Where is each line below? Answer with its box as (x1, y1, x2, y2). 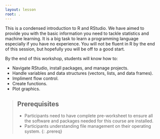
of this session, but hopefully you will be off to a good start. (5, 46, 125, 52)
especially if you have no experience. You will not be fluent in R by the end (5, 41, 155, 46)
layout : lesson (5, 7, 36, 12)
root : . (5, 12, 21, 17)
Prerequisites (17, 100, 59, 108)
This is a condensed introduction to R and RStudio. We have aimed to (5, 25, 144, 31)
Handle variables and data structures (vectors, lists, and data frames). (12, 70, 153, 76)
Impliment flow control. (12, 75, 59, 81)
